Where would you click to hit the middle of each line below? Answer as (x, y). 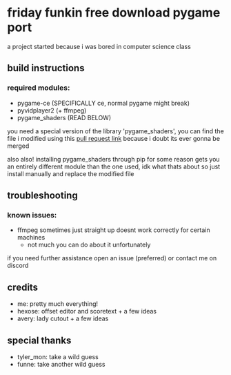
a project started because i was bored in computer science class (99, 46)
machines (31, 238)
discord (18, 266)
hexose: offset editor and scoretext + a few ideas (87, 311)
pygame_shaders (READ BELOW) (64, 117)
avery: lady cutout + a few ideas (63, 318)
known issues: (32, 215)
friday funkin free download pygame (114, 13)
